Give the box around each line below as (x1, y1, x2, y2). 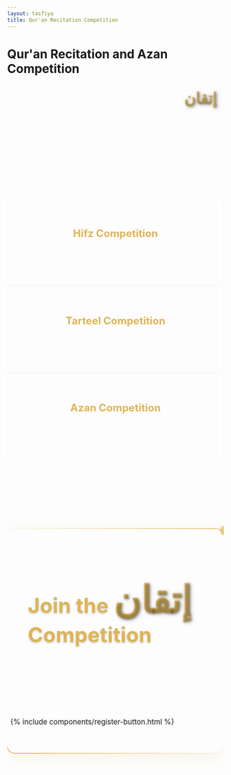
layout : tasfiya (7, 10, 54, 17)
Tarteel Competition (65, 314, 166, 327)
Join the (27, 592, 109, 619)
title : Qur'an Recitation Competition (7, 17, 118, 23)
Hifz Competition (73, 227, 158, 240)
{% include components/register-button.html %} (10, 716, 175, 727)
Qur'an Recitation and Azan (7, 46, 168, 62)
